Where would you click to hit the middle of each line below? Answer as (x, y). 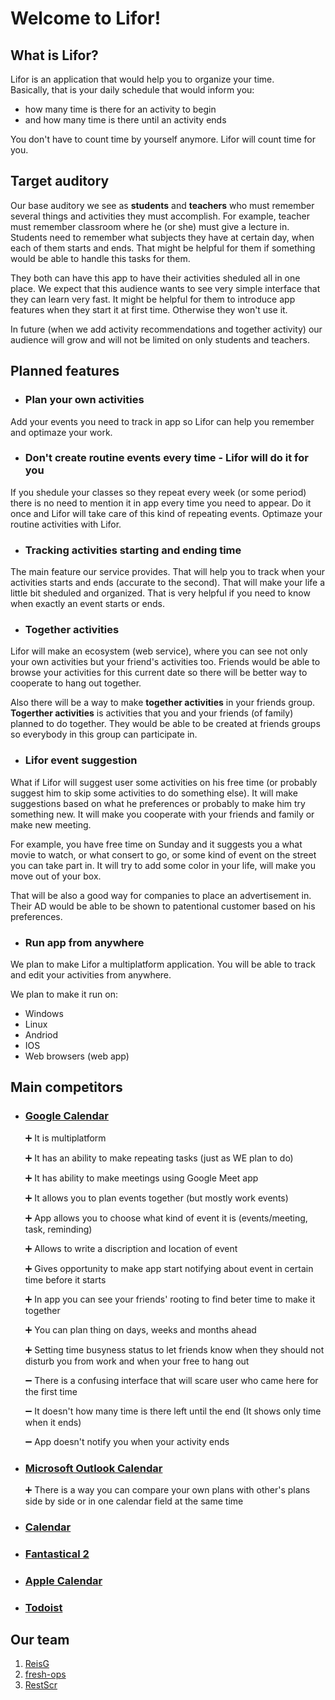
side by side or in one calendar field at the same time (134, 1501)
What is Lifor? (54, 55)
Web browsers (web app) (77, 1056)
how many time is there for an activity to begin (120, 109)
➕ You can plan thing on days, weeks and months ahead (140, 1329)
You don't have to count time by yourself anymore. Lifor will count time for (163, 139)
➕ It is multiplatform (65, 1138)
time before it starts (65, 1279)
